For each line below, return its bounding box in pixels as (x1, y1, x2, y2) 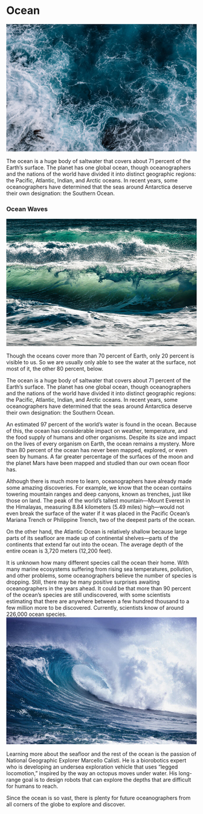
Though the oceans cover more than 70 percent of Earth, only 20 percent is (6, 352, 195, 359)
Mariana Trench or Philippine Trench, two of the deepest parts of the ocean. (6, 516, 196, 523)
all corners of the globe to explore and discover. (6, 801, 126, 808)
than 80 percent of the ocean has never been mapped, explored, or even (6, 446, 188, 453)
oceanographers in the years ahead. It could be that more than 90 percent (6, 584, 192, 592)
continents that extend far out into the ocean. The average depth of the (6, 541, 184, 548)
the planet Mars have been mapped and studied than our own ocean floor (6, 459, 190, 467)
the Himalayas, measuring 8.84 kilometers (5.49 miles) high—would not (6, 503, 184, 510)
